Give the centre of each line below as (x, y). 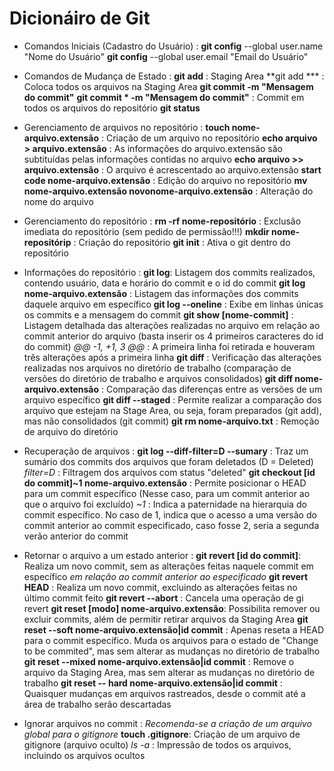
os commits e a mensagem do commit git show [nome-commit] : (158, 314)
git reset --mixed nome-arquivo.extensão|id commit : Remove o (159, 661)
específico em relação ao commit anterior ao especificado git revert (166, 576)
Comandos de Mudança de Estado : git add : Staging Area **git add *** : (174, 76)
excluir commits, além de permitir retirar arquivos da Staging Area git (166, 619)
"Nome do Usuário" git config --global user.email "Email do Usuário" (166, 56)
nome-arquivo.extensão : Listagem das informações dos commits (161, 293)
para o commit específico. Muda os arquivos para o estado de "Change (171, 640)
